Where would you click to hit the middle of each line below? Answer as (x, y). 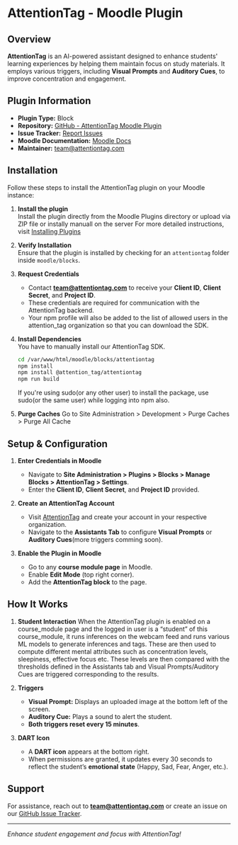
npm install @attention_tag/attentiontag (79, 373)
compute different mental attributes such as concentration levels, (113, 651)
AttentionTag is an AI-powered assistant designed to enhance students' (113, 56)
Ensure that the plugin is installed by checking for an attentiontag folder (123, 252)
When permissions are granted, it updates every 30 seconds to (120, 759)
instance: (21, 195)
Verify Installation (45, 245)
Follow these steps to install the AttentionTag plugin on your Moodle (106, 187)
